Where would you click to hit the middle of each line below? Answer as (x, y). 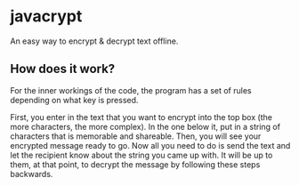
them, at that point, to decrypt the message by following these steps (135, 164)
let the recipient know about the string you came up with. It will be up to (141, 155)
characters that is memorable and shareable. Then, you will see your (136, 136)
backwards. (32, 174)
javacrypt (46, 16)
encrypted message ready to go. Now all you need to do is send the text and (150, 145)
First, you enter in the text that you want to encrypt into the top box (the (141, 117)
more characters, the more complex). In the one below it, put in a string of (145, 126)
